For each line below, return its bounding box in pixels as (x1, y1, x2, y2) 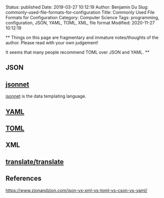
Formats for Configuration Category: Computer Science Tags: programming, (5, 15, 160, 20)
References (5, 174, 42, 183)
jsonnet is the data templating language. (5, 93, 87, 99)
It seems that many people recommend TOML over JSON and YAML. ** (5, 49, 150, 55)
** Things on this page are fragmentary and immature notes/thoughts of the (5, 34, 159, 40)
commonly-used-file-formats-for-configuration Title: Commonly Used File (5, 9, 155, 15)
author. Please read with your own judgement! (5, 40, 98, 46)
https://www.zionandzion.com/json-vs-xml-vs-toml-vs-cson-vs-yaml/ (5, 187, 147, 193)
